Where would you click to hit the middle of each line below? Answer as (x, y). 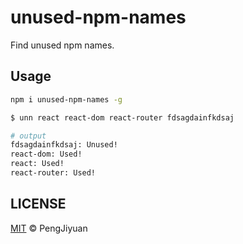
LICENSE (38, 204)
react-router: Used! (53, 173)
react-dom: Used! (46, 154)
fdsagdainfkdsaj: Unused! (64, 145)
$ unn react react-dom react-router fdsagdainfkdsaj (122, 117)
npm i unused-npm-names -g (66, 99)
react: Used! (37, 164)
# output (28, 136)
